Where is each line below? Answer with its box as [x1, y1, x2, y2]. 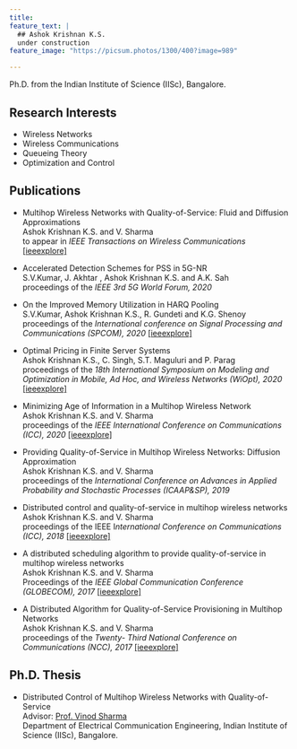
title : [9, 13, 34, 22]
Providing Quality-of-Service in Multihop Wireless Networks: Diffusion [21, 446, 281, 457]
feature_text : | [9, 22, 70, 30]
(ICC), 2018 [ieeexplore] [21, 530, 111, 541]
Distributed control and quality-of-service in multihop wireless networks [21, 501, 288, 512]
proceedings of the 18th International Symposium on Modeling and [21, 364, 270, 375]
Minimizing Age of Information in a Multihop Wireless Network [21, 400, 252, 411]
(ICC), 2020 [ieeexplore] [21, 429, 113, 440]
